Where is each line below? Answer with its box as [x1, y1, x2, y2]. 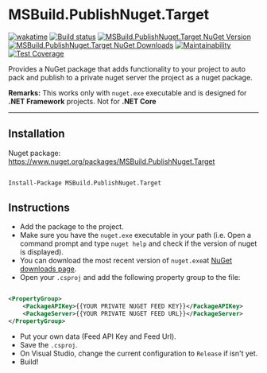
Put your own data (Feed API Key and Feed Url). [19, 332, 176, 341]
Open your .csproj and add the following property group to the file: [19, 273, 241, 282]
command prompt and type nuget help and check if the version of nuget [19, 239, 257, 248]
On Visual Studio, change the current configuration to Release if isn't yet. [19, 348, 258, 358]
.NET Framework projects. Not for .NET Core [8, 96, 157, 106]
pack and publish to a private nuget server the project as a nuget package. [8, 72, 253, 82]
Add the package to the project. [19, 222, 125, 231]
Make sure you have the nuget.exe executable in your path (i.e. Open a [19, 231, 252, 240]
